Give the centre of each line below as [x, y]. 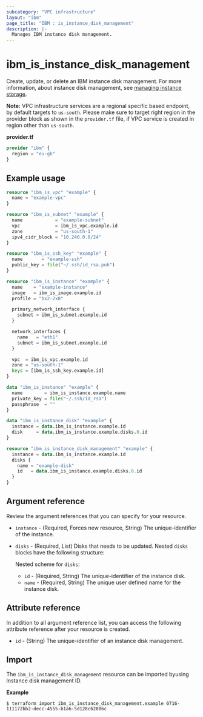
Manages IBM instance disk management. [62, 35]
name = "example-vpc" [39, 198]
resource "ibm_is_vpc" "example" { [51, 192]
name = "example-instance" [50, 287]
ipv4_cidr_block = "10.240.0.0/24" [57, 237]
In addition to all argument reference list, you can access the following [94, 622]
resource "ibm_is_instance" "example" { [58, 281]
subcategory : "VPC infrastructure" [51, 12]
